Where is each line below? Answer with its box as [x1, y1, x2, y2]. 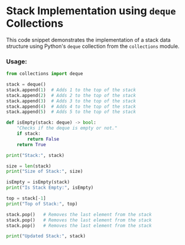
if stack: [17, 131, 41, 137]
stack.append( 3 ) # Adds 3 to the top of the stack [6, 98, 136, 104]
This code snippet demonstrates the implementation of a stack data [6, 36, 171, 43]
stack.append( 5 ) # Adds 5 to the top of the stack [6, 109, 136, 115]
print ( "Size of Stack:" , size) [6, 169, 83, 175]
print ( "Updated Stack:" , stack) [6, 233, 86, 239]
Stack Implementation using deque [6, 4, 176, 18]
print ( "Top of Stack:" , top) [6, 201, 78, 207]
